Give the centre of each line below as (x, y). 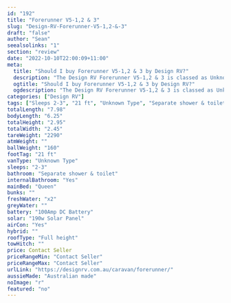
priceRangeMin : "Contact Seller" (55, 257)
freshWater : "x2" (32, 199)
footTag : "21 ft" (32, 155)
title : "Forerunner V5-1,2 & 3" (53, 20)
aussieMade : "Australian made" (52, 276)
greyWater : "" (27, 206)
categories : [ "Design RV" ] (46, 97)
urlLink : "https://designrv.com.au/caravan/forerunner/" (90, 269)
